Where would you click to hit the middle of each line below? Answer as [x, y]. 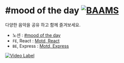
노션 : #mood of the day [36, 35]
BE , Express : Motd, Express [41, 46]
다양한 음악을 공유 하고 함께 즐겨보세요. [43, 25]
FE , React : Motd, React [36, 41]
